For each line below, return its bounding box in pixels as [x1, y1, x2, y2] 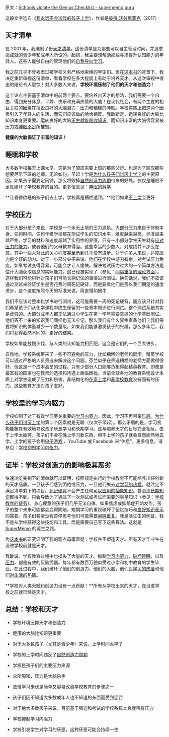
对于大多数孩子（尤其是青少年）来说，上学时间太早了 [12, 641, 123, 647]
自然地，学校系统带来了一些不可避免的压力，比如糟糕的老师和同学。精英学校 [5, 351, 164, 357]
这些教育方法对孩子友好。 [14, 383, 67, 389]
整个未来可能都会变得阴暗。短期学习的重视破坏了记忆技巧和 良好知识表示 [14, 506, 164, 512]
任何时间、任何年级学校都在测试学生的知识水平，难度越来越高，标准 [14, 231, 155, 237]
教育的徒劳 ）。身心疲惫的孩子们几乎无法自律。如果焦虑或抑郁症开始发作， [5, 500, 157, 506]
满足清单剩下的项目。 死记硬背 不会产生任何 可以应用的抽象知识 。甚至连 [5, 488, 151, 494]
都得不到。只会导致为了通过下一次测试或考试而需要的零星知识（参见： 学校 [10, 494, 164, 500]
